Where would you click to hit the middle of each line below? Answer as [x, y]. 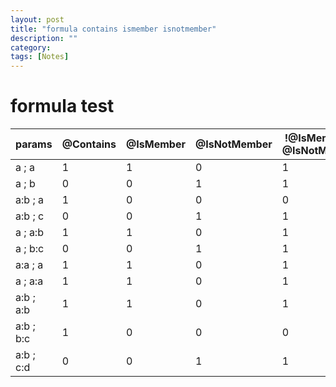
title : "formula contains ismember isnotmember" [113, 29]
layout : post [37, 19]
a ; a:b [29, 233]
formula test [62, 106]
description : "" [44, 38]
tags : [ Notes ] [40, 57]
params [34, 144]
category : [31, 47]
